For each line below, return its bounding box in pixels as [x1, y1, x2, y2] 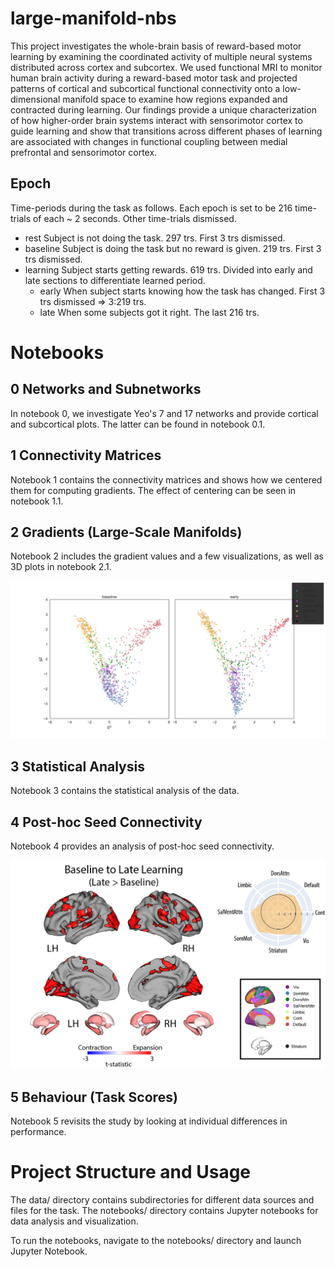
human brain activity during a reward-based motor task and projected [10, 72, 298, 84]
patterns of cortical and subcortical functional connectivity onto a [10, 82, 281, 94]
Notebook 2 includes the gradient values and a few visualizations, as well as [10, 550, 325, 562]
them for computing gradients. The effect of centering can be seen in [10, 484, 297, 496]
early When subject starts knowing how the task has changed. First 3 [39, 285, 326, 297]
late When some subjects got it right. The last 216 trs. [39, 306, 260, 318]
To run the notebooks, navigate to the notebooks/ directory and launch [10, 1234, 302, 1246]
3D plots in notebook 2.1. [10, 561, 112, 573]
